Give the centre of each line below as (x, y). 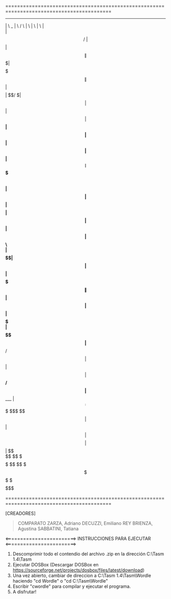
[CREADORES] (20, 513)
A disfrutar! (24, 592)
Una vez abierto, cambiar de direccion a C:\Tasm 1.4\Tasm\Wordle (82, 576)
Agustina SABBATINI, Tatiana (48, 529)
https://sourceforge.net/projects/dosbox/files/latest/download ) (79, 570)
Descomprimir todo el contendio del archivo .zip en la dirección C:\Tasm (88, 554)
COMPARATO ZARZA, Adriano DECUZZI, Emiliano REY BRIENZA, (85, 523)
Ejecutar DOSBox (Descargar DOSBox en (55, 565)
